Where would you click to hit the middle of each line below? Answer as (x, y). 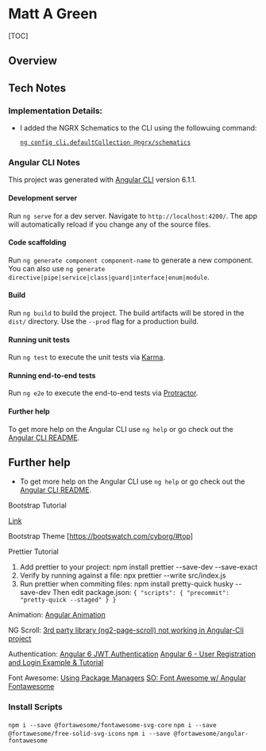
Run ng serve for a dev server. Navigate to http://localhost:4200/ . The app (133, 216)
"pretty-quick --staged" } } (68, 600)
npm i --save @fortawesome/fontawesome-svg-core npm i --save (112, 725)
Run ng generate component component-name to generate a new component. (131, 260)
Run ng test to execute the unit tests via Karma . (87, 357)
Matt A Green (53, 14)
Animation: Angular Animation (57, 615)
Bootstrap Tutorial (38, 505)
